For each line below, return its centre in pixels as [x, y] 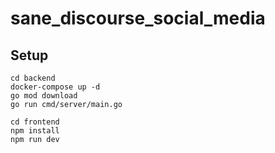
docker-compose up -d [55, 87]
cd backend [33, 78]
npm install [35, 131]
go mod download [44, 96]
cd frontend [35, 122]
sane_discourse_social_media [138, 18]
